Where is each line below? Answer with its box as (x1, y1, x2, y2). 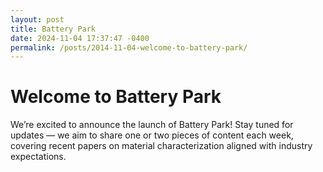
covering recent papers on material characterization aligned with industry (10, 140, 313, 152)
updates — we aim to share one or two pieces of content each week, (10, 129, 294, 141)
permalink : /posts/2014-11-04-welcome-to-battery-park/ (10, 42, 248, 53)
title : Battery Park (10, 24, 97, 34)
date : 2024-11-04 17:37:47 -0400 (10, 33, 150, 43)
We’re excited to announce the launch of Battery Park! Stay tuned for (10, 119, 294, 131)
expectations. (10, 151, 67, 163)
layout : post (10, 14, 65, 25)
